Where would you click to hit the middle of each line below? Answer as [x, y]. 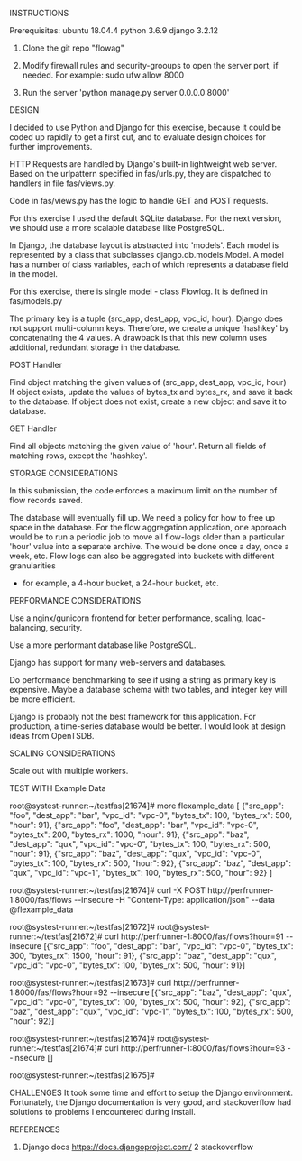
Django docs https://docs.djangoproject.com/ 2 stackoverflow [138, 1147]
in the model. [34, 274]
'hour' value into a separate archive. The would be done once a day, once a [150, 546]
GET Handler [33, 428]
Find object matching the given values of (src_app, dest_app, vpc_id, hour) [148, 382]
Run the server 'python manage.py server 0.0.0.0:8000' [126, 92]
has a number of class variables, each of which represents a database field [149, 264]
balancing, [29, 627]
